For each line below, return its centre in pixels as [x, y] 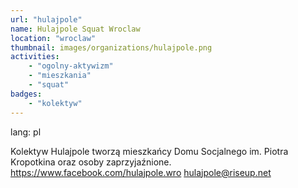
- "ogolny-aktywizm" [71, 66]
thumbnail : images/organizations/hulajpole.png [111, 47]
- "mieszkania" [60, 76]
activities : [35, 57]
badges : [26, 94]
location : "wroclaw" [53, 38]
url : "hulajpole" [46, 19]
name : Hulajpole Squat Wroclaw [75, 29]
